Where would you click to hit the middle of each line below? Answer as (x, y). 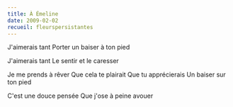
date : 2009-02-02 (33, 21)
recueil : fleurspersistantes (50, 27)
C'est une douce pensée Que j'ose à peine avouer (80, 96)
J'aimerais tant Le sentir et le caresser (63, 61)
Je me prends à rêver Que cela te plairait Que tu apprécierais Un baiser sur (117, 74)
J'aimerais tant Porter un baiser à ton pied (69, 47)
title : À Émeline (33, 14)
